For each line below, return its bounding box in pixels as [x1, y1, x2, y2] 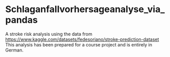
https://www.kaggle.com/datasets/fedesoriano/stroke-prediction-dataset [5, 36, 159, 42]
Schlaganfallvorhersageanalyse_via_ [5, 4, 165, 15]
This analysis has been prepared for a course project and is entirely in [5, 41, 152, 47]
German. [5, 47, 24, 53]
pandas [5, 14, 38, 26]
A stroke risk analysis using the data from [5, 31, 93, 37]
